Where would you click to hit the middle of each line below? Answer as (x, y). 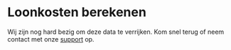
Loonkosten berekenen (77, 12)
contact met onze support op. (51, 39)
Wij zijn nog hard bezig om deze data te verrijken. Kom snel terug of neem (116, 32)
